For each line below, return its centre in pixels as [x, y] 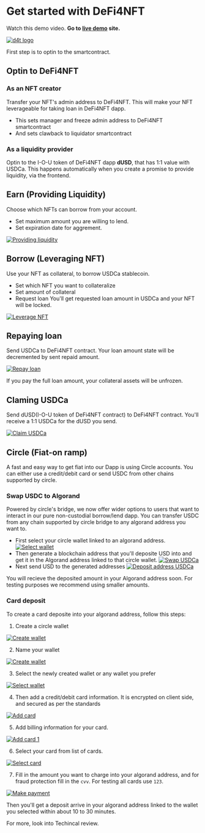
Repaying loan [34, 335]
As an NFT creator [34, 89]
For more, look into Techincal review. [53, 823]
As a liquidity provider [40, 149]
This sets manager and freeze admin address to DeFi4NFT [89, 120]
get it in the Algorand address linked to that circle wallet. [86, 560]
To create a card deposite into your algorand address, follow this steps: [96, 614]
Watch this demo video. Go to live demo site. [63, 28]
